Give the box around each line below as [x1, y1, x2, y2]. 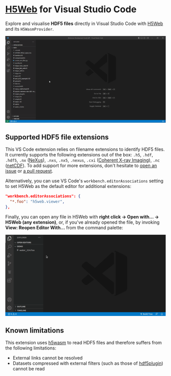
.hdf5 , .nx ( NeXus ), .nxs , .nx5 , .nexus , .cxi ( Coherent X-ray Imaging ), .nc [5, 157, 160, 163]
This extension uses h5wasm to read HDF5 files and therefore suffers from [5, 340, 162, 346]
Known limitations [5, 326, 64, 335]
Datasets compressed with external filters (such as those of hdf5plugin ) [12, 360, 164, 366]
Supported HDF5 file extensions [5, 132, 109, 141]
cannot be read [12, 366, 45, 372]
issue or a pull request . [5, 168, 53, 174]
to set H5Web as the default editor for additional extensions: [5, 183, 131, 189]
